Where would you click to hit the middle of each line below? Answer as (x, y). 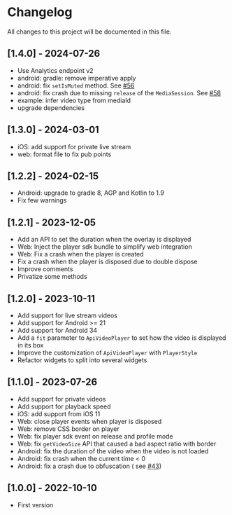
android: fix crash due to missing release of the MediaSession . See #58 (119, 92)
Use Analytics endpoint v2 (55, 70)
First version (35, 504)
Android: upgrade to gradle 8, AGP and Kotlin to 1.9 (90, 193)
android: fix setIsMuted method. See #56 (76, 85)
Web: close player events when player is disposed (89, 421)
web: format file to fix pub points (64, 154)
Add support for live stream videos (67, 315)
